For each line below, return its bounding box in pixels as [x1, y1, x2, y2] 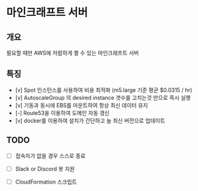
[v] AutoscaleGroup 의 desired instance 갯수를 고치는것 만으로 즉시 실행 [15, 94, 191, 101]
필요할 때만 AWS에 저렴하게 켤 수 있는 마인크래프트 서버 [6, 50, 139, 56]
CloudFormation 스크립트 [15, 178, 78, 185]
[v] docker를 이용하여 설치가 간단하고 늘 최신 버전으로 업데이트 [15, 117, 166, 124]
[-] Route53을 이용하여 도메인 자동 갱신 [15, 109, 110, 116]
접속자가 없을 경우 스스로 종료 [15, 152, 86, 159]
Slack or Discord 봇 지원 [15, 165, 75, 172]
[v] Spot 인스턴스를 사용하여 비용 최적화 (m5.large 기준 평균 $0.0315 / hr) [15, 86, 193, 94]
